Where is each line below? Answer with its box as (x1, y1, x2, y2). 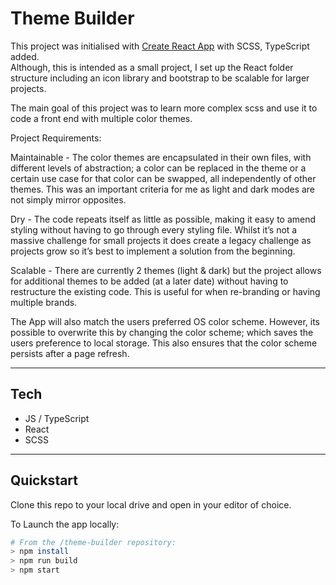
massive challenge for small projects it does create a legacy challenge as (10, 234, 312, 246)
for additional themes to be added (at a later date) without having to (10, 275, 289, 287)
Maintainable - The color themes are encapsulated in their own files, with (10, 151, 312, 163)
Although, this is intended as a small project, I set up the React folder (10, 61, 294, 73)
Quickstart (10, 472, 79, 489)
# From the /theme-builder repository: (10, 537, 177, 547)
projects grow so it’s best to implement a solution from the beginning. (10, 245, 296, 257)
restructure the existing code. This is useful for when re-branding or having (10, 285, 321, 297)
